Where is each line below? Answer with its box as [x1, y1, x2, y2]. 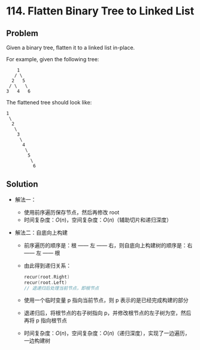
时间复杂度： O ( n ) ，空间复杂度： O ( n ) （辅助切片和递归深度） [23, 216, 172, 223]
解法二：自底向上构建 [14, 229, 68, 236]
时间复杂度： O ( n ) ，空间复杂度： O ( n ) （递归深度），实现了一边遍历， [23, 330, 190, 337]
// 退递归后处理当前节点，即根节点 [23, 285, 99, 291]
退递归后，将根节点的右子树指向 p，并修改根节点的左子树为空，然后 [23, 309, 192, 316]
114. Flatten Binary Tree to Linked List [6, 4, 195, 18]
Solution [6, 179, 38, 190]
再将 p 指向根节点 [23, 317, 68, 324]
